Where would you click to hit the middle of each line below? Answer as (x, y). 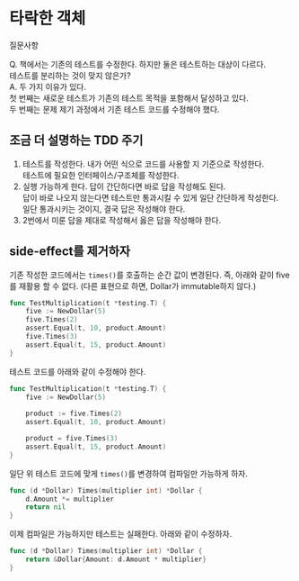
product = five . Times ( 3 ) (72, 439)
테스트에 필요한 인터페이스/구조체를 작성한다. (101, 175)
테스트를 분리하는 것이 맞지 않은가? (70, 75)
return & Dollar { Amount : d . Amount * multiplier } (116, 559)
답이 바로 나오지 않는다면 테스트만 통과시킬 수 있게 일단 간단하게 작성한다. (150, 197)
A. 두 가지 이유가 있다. (48, 86)
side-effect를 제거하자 (70, 252)
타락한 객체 (48, 18)
